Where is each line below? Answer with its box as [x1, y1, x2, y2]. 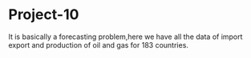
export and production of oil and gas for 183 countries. [8, 40, 188, 49]
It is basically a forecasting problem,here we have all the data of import [8, 32, 243, 41]
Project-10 [8, 6, 79, 24]
